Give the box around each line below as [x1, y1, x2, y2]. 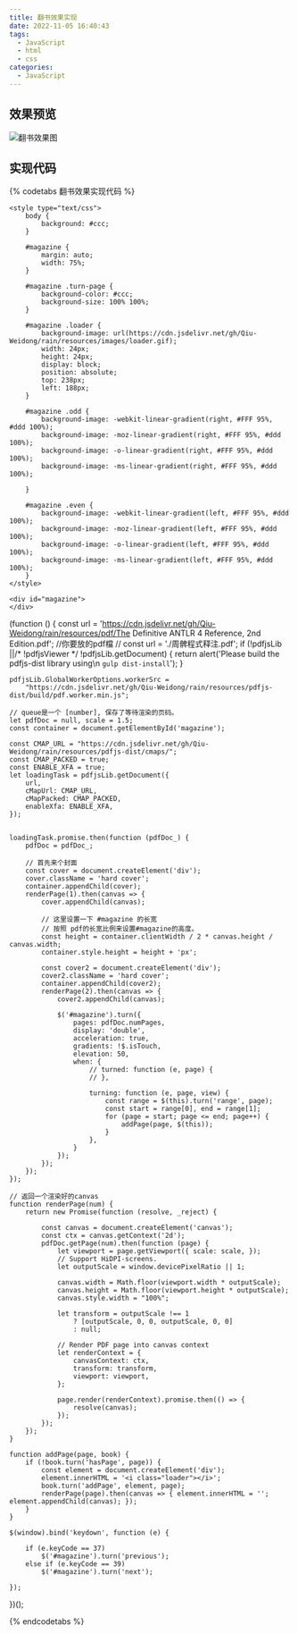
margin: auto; [41, 251, 94, 260]
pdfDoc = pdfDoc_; [25, 841, 94, 850]
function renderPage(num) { [9, 1200, 114, 1209]
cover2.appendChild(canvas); [56, 995, 166, 1004]
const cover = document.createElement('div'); [25, 866, 202, 876]
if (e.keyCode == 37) [25, 1544, 105, 1554]
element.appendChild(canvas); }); [9, 1497, 138, 1506]
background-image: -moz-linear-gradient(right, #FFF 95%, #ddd [41, 431, 281, 440]
